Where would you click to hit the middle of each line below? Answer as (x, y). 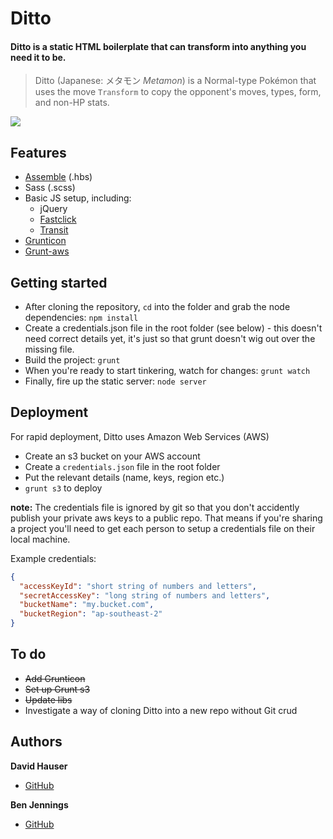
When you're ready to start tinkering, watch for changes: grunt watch (167, 371)
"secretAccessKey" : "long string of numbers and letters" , (145, 595)
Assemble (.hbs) (58, 177)
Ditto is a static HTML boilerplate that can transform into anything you (158, 46)
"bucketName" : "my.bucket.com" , (87, 605)
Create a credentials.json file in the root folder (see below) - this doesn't (173, 328)
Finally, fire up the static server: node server (115, 381)
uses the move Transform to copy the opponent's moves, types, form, (178, 92)
